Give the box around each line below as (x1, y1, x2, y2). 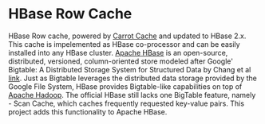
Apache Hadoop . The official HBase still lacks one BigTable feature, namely (8, 90, 256, 99)
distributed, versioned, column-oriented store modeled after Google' (8, 56, 234, 66)
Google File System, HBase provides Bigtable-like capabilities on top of (8, 81, 243, 91)
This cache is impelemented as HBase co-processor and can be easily (8, 39, 241, 48)
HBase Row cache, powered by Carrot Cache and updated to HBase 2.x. (8, 31, 247, 41)
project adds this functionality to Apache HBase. (8, 107, 168, 116)
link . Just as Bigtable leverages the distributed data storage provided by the (8, 73, 257, 83)
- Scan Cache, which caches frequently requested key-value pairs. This (8, 99, 245, 108)
